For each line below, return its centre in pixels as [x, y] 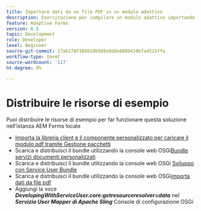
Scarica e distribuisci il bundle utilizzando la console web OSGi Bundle [101, 151]
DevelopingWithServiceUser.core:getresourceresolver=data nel [97, 195]
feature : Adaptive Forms [37, 23]
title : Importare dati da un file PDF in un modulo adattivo [85, 12]
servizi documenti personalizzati [55, 157]
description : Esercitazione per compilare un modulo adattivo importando [101, 17]
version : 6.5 [23, 29]
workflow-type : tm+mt [33, 57]
